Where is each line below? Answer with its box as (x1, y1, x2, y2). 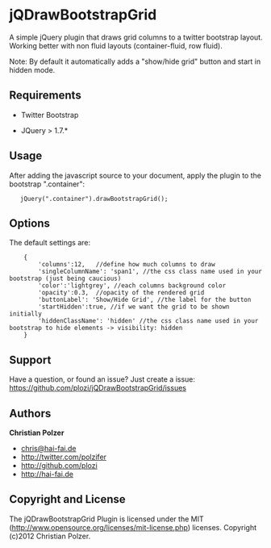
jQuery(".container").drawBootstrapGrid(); (19, 195, 169, 203)
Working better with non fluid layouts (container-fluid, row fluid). (9, 40, 223, 50)
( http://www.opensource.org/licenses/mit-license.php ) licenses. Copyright (9, 522, 257, 532)
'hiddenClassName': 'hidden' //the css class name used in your (38, 317, 259, 325)
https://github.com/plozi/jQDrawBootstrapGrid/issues (9, 383, 186, 393)
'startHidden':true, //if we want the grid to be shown (38, 303, 230, 312)
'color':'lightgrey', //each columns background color (38, 282, 227, 290)
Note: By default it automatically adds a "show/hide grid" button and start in (9, 56, 261, 66)
